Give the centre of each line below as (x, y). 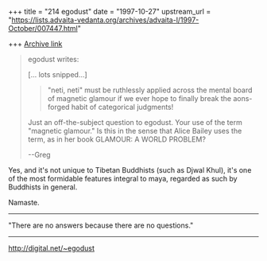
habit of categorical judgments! (122, 107)
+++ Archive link (35, 44)
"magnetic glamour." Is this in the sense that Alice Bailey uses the (135, 131)
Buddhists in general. (43, 187)
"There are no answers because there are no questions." (101, 225)
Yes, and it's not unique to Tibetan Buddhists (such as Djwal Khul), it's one (130, 170)
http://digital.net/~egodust (52, 248)
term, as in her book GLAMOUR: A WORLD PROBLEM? (117, 139)
